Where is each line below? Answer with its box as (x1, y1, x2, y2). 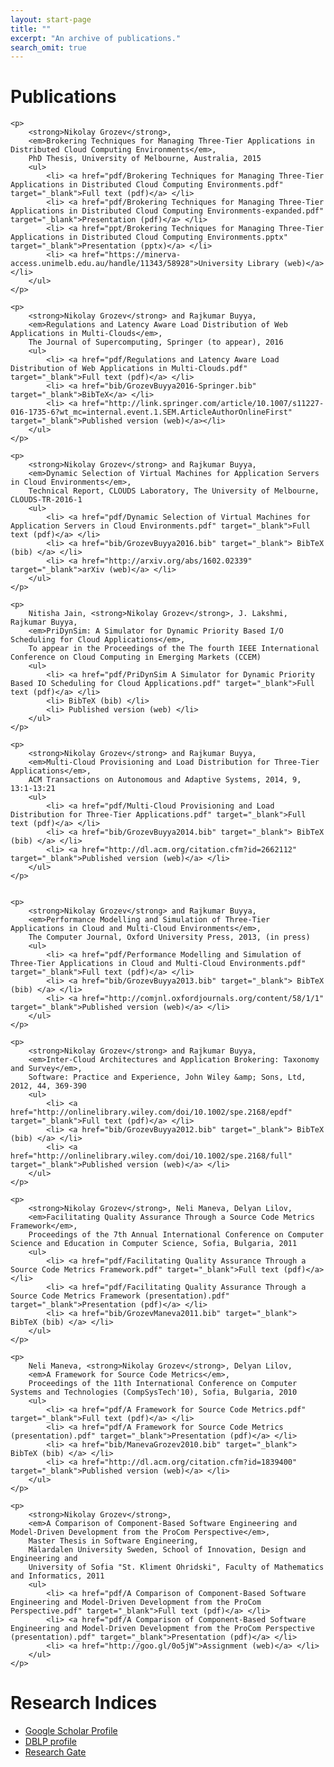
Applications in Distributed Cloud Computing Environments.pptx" (10, 232, 288, 243)
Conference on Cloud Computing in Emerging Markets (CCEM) (10, 652, 262, 663)
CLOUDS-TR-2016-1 (10, 495, 83, 505)
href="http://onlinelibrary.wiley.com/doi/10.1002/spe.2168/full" (10, 1151, 293, 1161)
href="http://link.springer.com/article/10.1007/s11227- (81, 399, 325, 409)
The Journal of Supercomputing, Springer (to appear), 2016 (28, 337, 284, 348)
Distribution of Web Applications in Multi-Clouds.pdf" (10, 364, 248, 374)
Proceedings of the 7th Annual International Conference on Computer (28, 1230, 325, 1240)
